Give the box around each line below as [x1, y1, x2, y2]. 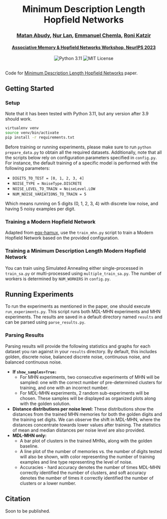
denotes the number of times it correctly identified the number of [19, 475, 154, 481]
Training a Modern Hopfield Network [5, 218, 96, 225]
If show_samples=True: [12, 369, 57, 375]
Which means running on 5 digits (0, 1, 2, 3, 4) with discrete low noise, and [5, 201, 159, 207]
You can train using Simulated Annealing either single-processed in [5, 265, 144, 271]
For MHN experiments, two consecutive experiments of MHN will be [19, 374, 160, 380]
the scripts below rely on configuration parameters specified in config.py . [5, 155, 157, 161]
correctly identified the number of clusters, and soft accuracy [19, 470, 147, 476]
